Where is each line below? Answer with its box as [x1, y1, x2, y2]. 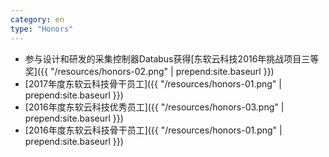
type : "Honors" [10, 24, 74, 34]
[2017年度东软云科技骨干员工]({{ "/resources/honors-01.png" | [24, 77, 282, 90]
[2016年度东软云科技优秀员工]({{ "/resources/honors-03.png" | [24, 101, 285, 113]
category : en [10, 14, 65, 25]
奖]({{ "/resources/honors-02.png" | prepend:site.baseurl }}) [24, 65, 275, 77]
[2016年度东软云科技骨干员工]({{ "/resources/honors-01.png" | [24, 124, 283, 136]
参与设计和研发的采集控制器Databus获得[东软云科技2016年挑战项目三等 [24, 52, 320, 65]
